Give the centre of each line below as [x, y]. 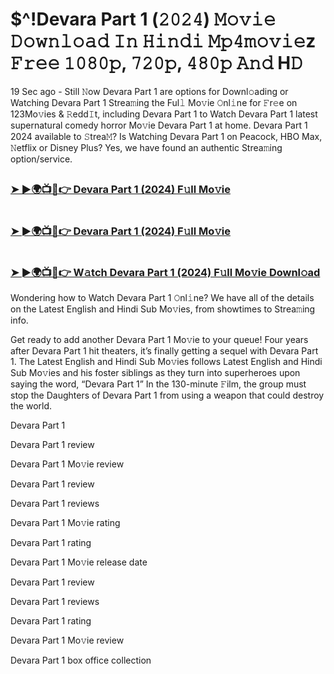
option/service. [41, 159]
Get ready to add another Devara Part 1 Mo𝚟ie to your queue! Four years [159, 340]
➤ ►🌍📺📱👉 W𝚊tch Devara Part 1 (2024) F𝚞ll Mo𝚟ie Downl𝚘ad [165, 272]
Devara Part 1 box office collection [81, 660]
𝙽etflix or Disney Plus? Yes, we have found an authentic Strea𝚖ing [146, 147]
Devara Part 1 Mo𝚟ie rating [65, 523]
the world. [31, 406]
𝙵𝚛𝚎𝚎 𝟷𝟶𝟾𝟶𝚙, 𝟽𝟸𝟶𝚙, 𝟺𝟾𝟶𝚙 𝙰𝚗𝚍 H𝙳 [156, 63]
